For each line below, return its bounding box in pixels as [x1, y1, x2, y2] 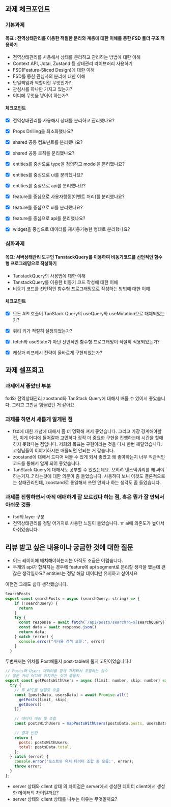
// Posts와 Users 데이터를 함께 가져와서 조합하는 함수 [5, 668, 108, 674]
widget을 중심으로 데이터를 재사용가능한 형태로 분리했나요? [12, 226, 130, 232]
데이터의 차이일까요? [18, 790, 59, 796]
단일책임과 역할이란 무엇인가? [12, 79, 71, 85]
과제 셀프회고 [5, 366, 44, 375]
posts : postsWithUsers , [18, 740, 70, 745]
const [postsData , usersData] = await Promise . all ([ [14, 692, 129, 697]
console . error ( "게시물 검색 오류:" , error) [18, 639, 105, 644]
